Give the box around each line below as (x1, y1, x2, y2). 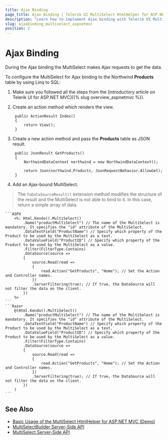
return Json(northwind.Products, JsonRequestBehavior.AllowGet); (23, 169, 163, 174)
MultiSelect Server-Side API (12, 429, 70, 435)
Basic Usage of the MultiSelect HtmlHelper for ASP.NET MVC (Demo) (12, 418, 155, 424)
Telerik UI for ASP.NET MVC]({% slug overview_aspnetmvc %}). (12, 94, 144, 100)
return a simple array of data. (17, 202, 78, 208)
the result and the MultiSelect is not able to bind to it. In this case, (17, 197, 152, 203)
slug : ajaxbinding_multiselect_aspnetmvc (5, 21, 93, 27)
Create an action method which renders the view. (12, 104, 114, 110)
